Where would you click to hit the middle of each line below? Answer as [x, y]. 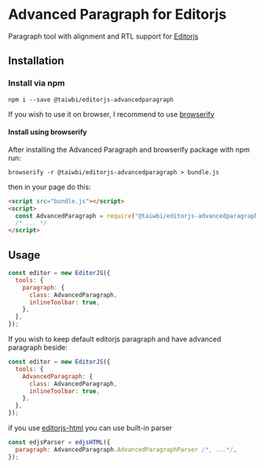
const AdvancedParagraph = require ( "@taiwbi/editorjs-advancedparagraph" [138, 216]
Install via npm [37, 83]
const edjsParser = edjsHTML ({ [59, 442]
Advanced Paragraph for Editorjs [117, 15]
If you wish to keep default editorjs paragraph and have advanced [115, 339]
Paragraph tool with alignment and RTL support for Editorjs [103, 36]
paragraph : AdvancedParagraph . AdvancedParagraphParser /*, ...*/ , [126, 449]
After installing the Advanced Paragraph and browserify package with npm [129, 149]
